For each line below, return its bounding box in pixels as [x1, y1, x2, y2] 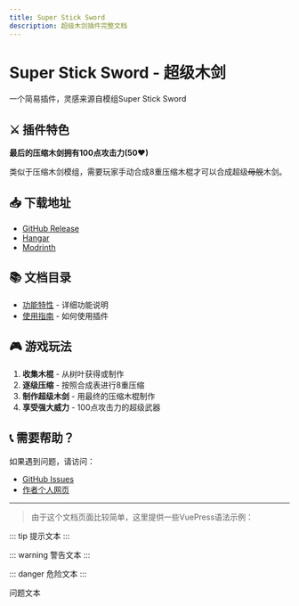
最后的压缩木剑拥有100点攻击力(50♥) [9, 148, 149, 159]
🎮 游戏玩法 [9, 340, 72, 355]
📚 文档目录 [9, 270, 72, 285]
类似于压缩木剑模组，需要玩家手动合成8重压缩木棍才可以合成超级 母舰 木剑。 [9, 167, 287, 177]
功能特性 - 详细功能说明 [21, 299, 109, 310]
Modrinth [21, 242, 56, 253]
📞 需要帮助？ [9, 430, 76, 446]
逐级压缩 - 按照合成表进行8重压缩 [21, 380, 145, 390]
